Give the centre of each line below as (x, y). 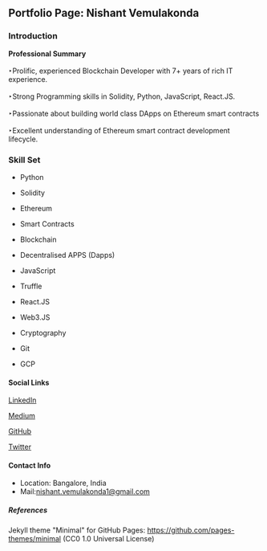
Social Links (29, 382)
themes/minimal (35, 539)
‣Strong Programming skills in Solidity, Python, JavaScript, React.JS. (122, 96)
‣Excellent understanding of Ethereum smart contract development (119, 130)
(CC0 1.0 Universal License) (109, 539)
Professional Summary (47, 53)
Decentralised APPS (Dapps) (67, 255)
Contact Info (30, 465)
